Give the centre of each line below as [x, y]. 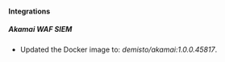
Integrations [29, 11]
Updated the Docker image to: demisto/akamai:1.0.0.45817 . [119, 49]
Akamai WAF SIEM [40, 29]
